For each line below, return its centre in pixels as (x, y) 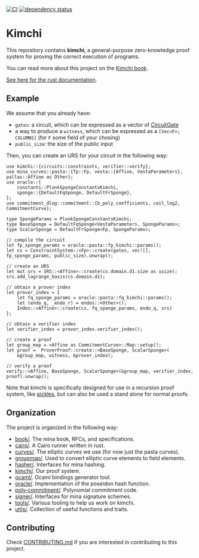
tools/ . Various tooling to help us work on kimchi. (75, 502)
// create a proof (29, 340)
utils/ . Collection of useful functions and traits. (71, 509)
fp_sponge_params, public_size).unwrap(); (60, 256)
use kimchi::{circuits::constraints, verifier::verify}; (79, 166)
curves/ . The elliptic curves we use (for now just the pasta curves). (97, 451)
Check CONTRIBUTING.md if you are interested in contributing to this (92, 542)
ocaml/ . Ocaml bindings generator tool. (63, 477)
